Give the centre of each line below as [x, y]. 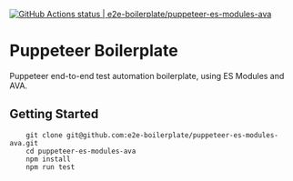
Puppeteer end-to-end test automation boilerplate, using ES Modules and [147, 75]
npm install [48, 159]
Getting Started [54, 114]
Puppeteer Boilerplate [94, 51]
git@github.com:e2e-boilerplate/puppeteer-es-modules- [173, 135]
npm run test [51, 167]
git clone [45, 135]
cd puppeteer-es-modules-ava [81, 151]
